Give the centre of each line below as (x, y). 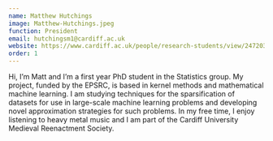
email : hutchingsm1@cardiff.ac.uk (67, 38)
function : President (43, 31)
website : (23, 46)
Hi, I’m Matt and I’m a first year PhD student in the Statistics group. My (126, 77)
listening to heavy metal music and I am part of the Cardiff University (123, 120)
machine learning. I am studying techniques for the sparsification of (122, 94)
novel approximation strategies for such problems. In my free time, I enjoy (132, 111)
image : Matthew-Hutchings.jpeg (61, 23)
